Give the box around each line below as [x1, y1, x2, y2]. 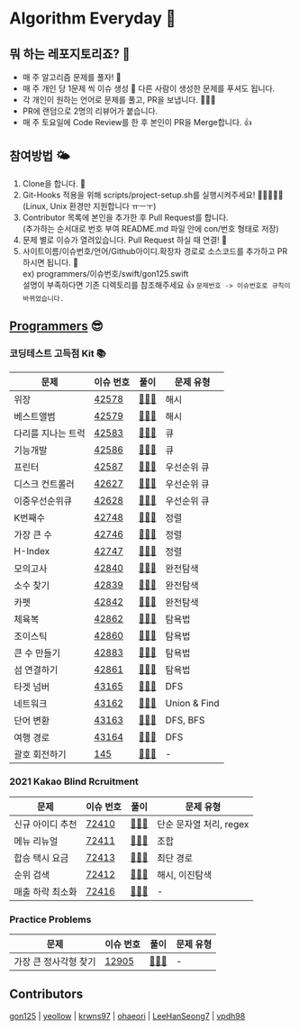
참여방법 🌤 [9, 149, 70, 164]
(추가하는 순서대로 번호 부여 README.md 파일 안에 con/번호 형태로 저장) [22, 223, 279, 233]
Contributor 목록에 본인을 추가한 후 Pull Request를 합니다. [22, 212, 229, 223]
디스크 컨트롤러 [14, 478, 75, 490]
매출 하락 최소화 [14, 885, 77, 898]
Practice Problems [9, 913, 92, 925]
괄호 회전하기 [14, 748, 67, 761]
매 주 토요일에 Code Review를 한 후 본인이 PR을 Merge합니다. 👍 [22, 117, 252, 127]
